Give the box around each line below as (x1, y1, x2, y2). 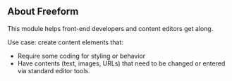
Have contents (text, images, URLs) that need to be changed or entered (17, 59, 226, 68)
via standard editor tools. (17, 66, 90, 75)
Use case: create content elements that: (7, 38, 123, 46)
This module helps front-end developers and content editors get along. (7, 24, 214, 32)
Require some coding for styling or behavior (17, 51, 146, 60)
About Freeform (7, 6, 79, 18)
